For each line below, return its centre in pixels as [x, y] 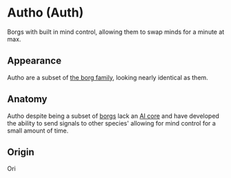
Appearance [34, 61]
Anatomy [27, 99]
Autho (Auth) [46, 13]
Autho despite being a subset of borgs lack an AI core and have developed [113, 116]
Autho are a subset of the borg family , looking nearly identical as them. [108, 77]
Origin [21, 152]
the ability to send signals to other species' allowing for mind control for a [111, 123]
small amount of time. [38, 130]
